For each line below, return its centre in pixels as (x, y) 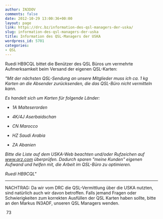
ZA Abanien (24, 145)
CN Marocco (25, 126)
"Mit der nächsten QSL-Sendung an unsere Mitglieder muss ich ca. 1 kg (76, 78)
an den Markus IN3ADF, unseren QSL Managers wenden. (62, 203)
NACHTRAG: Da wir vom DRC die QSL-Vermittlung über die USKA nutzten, (79, 188)
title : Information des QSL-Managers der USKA (53, 37)
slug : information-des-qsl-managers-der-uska (52, 32)
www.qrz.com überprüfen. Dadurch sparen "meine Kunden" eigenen (74, 159)
